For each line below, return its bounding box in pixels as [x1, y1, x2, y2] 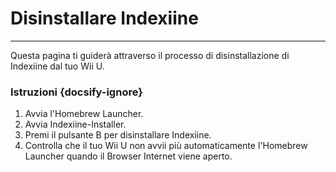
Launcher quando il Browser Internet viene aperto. [24, 150, 233, 162]
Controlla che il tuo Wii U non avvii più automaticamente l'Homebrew [24, 140, 308, 152]
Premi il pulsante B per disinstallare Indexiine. [24, 129, 212, 141]
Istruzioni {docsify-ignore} [10, 85, 143, 99]
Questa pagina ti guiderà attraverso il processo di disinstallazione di [10, 49, 290, 61]
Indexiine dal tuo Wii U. [10, 60, 105, 72]
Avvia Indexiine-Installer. [24, 118, 127, 131]
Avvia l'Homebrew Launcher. [24, 108, 144, 120]
